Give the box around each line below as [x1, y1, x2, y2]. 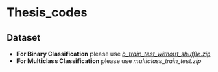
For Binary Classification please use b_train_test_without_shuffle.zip [16, 50, 211, 58]
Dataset [6, 32, 41, 43]
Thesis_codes [6, 5, 88, 20]
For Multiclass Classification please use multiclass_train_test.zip [16, 57, 202, 65]
